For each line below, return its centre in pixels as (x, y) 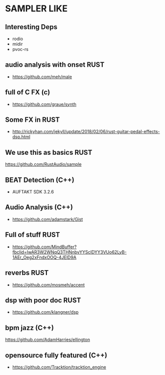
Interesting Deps (31, 27)
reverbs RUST (27, 273)
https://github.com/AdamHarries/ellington (48, 340)
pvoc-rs (20, 49)
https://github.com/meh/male (42, 77)
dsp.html (21, 137)
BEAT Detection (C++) (40, 180)
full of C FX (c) (28, 92)
